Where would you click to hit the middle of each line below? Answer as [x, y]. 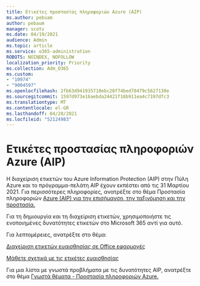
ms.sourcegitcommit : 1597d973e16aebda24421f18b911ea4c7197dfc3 [88, 97]
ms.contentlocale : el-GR [38, 108]
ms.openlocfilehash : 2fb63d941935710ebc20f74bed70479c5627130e [88, 91]
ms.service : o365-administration [48, 52]
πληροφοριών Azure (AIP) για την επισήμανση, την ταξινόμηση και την [96, 199]
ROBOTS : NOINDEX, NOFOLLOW [40, 57]
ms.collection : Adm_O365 [38, 68]
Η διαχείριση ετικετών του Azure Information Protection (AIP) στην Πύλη [98, 179]
